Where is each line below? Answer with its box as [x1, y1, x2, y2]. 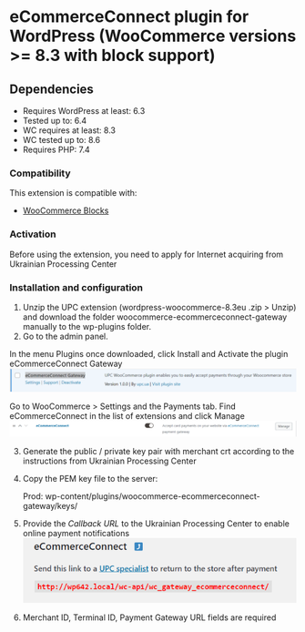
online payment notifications [22, 528, 130, 539]
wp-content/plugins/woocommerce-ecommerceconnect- [45, 491, 261, 502]
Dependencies [9, 81, 94, 97]
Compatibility [9, 167, 71, 179]
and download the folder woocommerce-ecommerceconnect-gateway [22, 311, 288, 322]
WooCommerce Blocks [22, 205, 109, 216]
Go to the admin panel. [22, 331, 109, 341]
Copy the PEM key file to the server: [22, 474, 158, 484]
